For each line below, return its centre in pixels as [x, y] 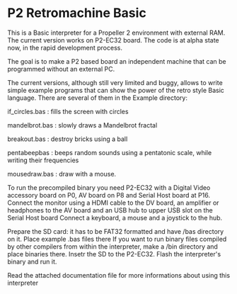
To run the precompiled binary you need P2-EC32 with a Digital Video [109, 187]
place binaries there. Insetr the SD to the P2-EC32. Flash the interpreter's [114, 254]
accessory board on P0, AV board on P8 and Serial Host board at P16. [109, 195]
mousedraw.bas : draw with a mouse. [62, 174]
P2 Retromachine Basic [77, 13]
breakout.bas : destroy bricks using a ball [68, 139]
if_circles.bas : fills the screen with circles [68, 111]
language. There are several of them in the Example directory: [98, 98]
